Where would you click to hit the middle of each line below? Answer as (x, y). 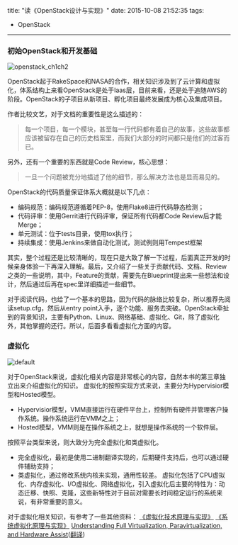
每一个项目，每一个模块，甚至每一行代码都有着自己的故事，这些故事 (124, 129)
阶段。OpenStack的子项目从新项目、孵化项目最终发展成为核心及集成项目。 (117, 99)
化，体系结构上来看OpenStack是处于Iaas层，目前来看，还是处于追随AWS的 (117, 90)
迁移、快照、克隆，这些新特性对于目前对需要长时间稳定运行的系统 (120, 493)
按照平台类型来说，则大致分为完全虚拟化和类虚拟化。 (85, 442)
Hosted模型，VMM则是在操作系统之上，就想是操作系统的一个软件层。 (120, 427)
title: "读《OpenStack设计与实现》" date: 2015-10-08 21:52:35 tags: (106, 10)
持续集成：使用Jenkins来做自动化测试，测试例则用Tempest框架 (110, 242)
